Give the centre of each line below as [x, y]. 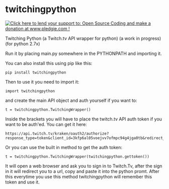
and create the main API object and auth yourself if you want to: [71, 100]
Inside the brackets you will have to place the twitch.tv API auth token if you [84, 119]
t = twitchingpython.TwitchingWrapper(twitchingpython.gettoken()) [77, 156]
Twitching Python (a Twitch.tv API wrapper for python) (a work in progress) [83, 38]
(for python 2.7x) [23, 43]
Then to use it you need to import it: [42, 82]
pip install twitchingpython [36, 72]
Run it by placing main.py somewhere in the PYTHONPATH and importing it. [83, 53]
